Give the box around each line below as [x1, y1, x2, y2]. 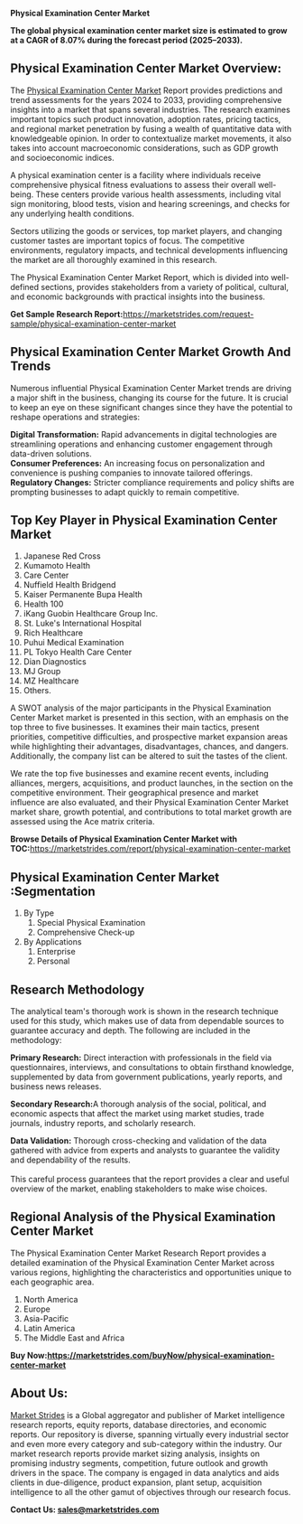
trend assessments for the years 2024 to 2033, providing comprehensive [10, 94, 282, 105]
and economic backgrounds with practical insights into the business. [10, 291, 265, 302]
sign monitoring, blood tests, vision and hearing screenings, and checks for [10, 198, 290, 209]
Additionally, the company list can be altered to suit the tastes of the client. [10, 750, 288, 762]
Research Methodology [10, 982, 145, 997]
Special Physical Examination [36, 917, 146, 928]
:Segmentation [10, 883, 96, 898]
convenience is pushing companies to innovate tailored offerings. [10, 467, 253, 478]
